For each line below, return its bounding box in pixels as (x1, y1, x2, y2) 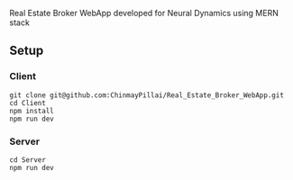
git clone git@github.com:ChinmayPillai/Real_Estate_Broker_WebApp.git (9, 90, 284, 100)
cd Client (9, 98, 47, 107)
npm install (9, 106, 54, 115)
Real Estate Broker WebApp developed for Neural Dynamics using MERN (9, 8, 279, 18)
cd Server (9, 155, 47, 165)
